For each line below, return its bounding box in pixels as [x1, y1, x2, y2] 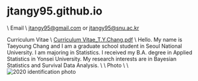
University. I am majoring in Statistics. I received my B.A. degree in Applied [7, 48, 193, 56]
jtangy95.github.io [7, 4, 103, 18]
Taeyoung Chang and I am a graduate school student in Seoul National [7, 42, 182, 50]
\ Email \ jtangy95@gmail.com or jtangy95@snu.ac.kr [7, 24, 139, 31]
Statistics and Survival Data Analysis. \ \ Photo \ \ [7, 62, 129, 69]
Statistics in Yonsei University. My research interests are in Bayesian [7, 55, 177, 62]
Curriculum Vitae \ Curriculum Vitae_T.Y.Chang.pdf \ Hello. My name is [7, 36, 183, 43]
